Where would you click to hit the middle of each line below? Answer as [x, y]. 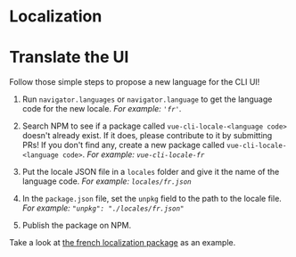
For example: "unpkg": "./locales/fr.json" [103, 208]
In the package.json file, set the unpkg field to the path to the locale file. [152, 199]
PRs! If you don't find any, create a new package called [123, 145]
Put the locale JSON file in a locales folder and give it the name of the [151, 172]
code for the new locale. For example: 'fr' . [102, 109]
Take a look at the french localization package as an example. [123, 243]
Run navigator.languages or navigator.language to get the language [147, 99]
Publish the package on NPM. [77, 226]
